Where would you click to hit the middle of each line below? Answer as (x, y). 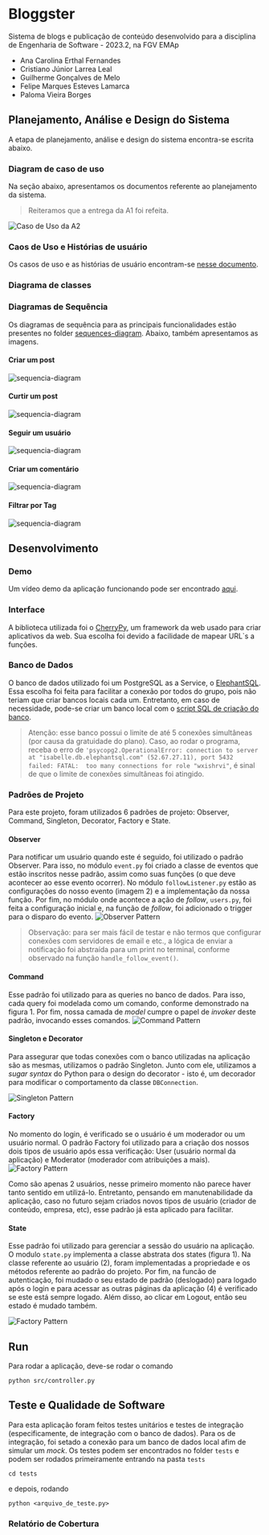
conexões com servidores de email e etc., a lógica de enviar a (130, 941)
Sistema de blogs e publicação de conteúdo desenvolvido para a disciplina (132, 36)
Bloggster (42, 14)
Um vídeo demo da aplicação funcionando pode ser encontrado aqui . (123, 589)
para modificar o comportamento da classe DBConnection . (103, 1082)
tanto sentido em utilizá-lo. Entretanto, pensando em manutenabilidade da (130, 1192)
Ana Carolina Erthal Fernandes (70, 60)
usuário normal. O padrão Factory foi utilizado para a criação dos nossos (129, 1142)
